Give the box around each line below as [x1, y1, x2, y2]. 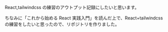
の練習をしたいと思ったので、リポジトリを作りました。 [5, 21, 120, 27]
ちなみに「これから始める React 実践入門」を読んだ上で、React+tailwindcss [5, 15, 163, 21]
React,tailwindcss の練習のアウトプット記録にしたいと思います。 [5, 4, 139, 10]
